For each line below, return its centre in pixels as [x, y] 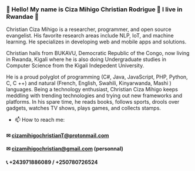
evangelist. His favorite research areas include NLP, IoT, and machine [90, 36]
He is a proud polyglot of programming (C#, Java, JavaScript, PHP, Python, [97, 77]
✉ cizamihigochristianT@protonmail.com [58, 135]
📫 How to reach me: [40, 120]
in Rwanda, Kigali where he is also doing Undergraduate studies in [86, 59]
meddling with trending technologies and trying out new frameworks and [94, 95]
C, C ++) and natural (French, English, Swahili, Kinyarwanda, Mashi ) [89, 83]
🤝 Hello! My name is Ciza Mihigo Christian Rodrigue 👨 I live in [95, 9]
